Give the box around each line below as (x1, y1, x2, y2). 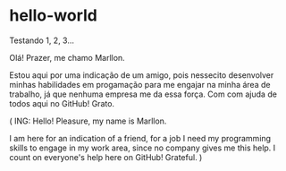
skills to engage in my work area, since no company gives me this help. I (9, 142, 276, 153)
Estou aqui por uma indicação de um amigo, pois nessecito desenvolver (9, 69, 274, 81)
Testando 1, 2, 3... (9, 35, 74, 46)
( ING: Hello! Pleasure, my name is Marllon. (9, 115, 167, 126)
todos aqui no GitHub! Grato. (9, 98, 114, 108)
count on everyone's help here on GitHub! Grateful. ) (9, 151, 203, 162)
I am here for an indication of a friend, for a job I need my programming (9, 133, 271, 143)
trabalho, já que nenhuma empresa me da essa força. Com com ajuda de (9, 89, 277, 99)
